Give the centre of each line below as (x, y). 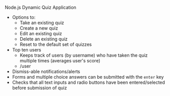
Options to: (24, 17)
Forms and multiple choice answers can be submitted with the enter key (88, 77)
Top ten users (26, 50)
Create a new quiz (39, 28)
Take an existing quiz (42, 23)
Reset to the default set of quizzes (56, 44)
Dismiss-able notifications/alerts (46, 71)
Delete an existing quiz (44, 39)
